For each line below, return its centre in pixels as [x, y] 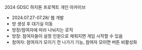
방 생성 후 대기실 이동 [32, 24]
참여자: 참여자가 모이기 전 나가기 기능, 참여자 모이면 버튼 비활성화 [74, 42]
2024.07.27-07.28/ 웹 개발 [38, 18]
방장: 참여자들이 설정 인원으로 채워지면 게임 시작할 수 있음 [67, 36]
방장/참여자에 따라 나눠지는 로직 [42, 30]
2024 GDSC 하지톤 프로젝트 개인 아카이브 [45, 7]
